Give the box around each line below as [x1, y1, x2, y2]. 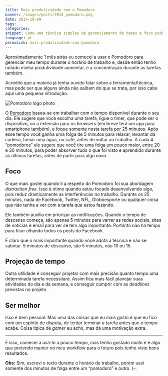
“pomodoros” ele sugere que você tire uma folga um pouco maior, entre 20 [5, 142, 160, 148]
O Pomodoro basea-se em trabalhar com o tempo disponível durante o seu [5, 110, 160, 116]
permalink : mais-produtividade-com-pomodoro [5, 40, 99, 45]
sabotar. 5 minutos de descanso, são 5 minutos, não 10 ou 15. [5, 242, 131, 249]
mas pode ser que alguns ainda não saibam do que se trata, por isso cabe [5, 85, 158, 91]
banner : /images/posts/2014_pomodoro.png [5, 12, 93, 17]
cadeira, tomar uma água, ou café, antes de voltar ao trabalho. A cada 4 [5, 136, 153, 142]
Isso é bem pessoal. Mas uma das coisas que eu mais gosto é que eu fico [5, 315, 157, 321]
